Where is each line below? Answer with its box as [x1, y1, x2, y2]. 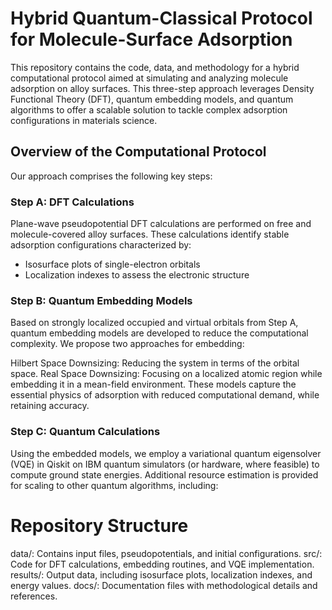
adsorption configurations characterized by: [10, 239, 192, 251]
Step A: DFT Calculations [10, 195, 135, 209]
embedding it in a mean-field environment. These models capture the [10, 378, 297, 391]
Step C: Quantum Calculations [10, 425, 161, 439]
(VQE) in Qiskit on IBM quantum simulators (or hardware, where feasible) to [10, 458, 320, 470]
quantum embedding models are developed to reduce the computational [10, 327, 309, 339]
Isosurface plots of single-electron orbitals [24, 258, 201, 271]
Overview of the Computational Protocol [10, 143, 267, 161]
